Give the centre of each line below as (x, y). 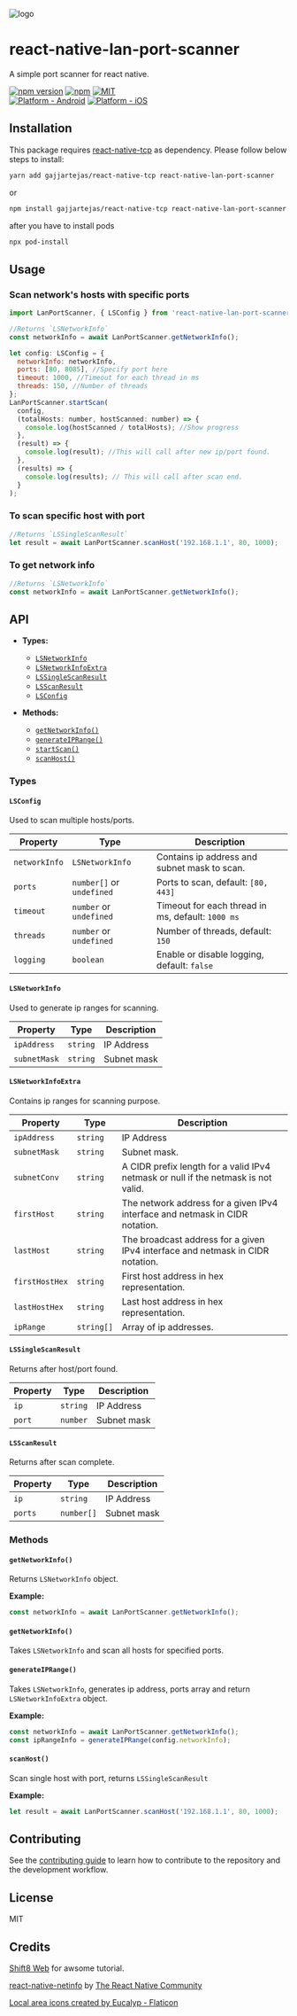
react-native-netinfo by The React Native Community (106, 1985)
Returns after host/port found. (64, 1369)
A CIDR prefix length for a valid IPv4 (196, 1166)
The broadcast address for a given (193, 1239)
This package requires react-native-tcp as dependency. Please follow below (148, 150)
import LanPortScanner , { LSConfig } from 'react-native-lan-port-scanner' (152, 313)
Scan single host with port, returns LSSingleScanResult (109, 1778)
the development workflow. (59, 1870)
